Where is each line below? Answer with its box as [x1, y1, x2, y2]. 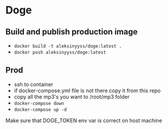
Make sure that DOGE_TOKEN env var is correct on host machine [5, 117, 162, 124]
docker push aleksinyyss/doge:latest [13, 50, 107, 55]
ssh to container [13, 81, 53, 88]
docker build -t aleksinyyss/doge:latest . [13, 43, 122, 49]
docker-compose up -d [13, 106, 67, 113]
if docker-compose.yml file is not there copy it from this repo [13, 87, 161, 94]
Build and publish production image [5, 27, 138, 37]
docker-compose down [13, 100, 64, 106]
